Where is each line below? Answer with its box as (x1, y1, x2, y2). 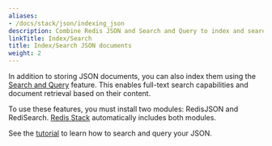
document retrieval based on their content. (8, 89, 151, 98)
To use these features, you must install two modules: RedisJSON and (8, 104, 239, 114)
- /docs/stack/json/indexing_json (8, 19, 125, 27)
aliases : (8, 11, 38, 20)
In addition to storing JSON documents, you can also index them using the (8, 72, 257, 81)
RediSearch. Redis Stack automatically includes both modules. (8, 113, 217, 122)
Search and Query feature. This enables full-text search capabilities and (8, 80, 249, 90)
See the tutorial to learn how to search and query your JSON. (8, 128, 212, 138)
